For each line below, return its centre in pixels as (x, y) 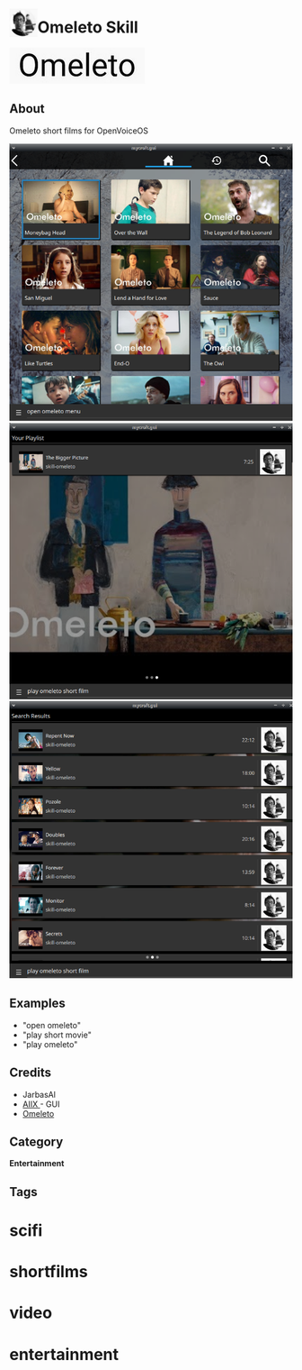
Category (36, 1142)
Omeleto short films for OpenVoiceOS (79, 131)
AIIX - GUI (41, 1104)
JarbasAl (39, 1094)
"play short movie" (57, 1035)
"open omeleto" (51, 1025)
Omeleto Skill (88, 27)
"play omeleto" (50, 1044)
